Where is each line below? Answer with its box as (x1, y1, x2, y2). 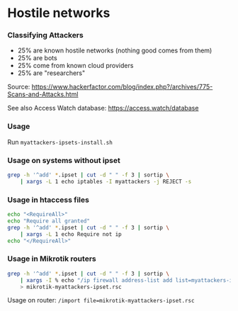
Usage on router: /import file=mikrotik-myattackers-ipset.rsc (7, 296, 195, 305)
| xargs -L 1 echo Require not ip (20, 230, 122, 238)
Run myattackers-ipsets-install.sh (7, 137, 113, 146)
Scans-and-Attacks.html (7, 90, 79, 98)
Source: (7, 83, 30, 91)
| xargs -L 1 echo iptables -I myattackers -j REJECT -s (20, 178, 192, 185)
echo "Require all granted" (7, 217, 91, 225)
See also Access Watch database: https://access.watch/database (7, 104, 199, 113)
